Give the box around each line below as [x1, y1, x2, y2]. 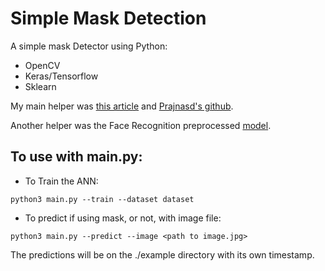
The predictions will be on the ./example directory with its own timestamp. [10, 248, 315, 261]
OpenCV [24, 59, 61, 71]
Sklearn [24, 80, 57, 92]
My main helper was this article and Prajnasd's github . [10, 100, 234, 112]
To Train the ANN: [24, 175, 99, 187]
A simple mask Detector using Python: [10, 40, 168, 52]
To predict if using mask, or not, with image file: [24, 212, 222, 224]
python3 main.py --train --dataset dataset [10, 194, 195, 204]
